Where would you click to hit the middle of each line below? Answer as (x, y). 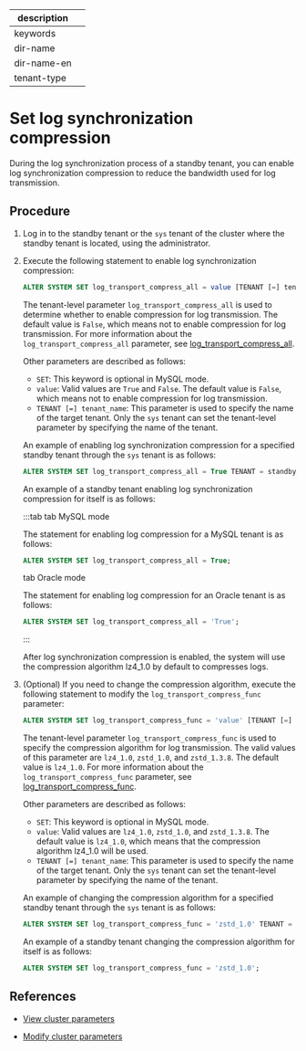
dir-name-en (43, 63)
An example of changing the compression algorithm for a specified (148, 898)
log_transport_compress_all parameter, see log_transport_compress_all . (158, 343)
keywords (35, 33)
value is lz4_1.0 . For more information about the (113, 767)
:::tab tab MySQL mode (66, 516)
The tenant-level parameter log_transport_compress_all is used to (148, 304)
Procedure (40, 211)
